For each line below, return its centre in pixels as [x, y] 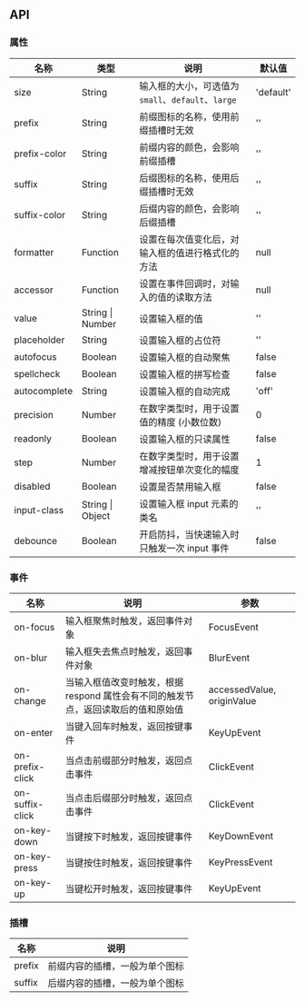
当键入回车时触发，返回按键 [124, 726]
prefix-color [40, 154]
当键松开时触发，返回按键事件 [129, 888]
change [30, 700]
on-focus [34, 627]
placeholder [39, 340]
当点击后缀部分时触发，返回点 [129, 798]
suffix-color [40, 214]
